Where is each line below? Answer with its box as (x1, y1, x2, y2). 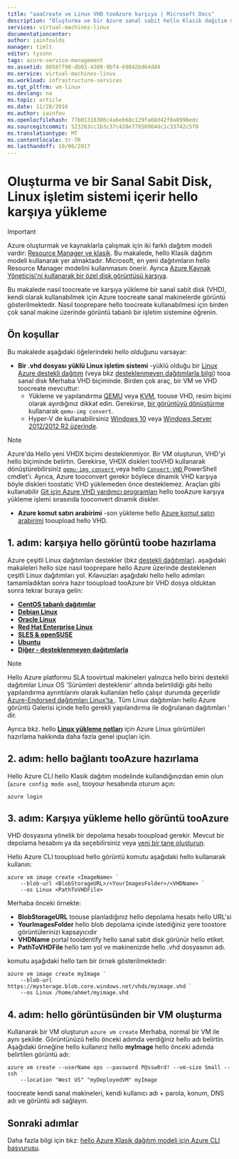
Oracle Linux (17, 615, 57, 623)
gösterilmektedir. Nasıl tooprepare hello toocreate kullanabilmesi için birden (7, 301, 229, 309)
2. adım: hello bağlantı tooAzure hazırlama (7, 753, 199, 765)
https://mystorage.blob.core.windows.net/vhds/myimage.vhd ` (7, 983, 193, 990)
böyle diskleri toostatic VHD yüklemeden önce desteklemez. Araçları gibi (7, 479, 221, 488)
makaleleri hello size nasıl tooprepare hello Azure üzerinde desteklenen (7, 563, 217, 572)
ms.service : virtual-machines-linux (7, 70, 116, 77)
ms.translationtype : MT (7, 130, 78, 137)
